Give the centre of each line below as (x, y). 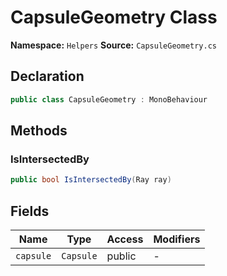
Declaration (47, 76)
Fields (30, 211)
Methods (39, 131)
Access (125, 239)
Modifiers (177, 239)
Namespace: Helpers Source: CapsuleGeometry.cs (113, 45)
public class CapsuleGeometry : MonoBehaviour (109, 99)
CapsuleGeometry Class (114, 17)
